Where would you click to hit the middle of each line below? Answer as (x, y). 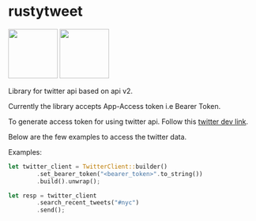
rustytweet (45, 11)
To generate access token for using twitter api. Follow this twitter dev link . (128, 122)
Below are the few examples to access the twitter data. (98, 137)
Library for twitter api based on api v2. (70, 91)
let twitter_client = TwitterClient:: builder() (88, 167)
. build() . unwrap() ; (69, 181)
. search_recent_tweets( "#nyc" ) (88, 203)
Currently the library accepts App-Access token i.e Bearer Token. (115, 106)
